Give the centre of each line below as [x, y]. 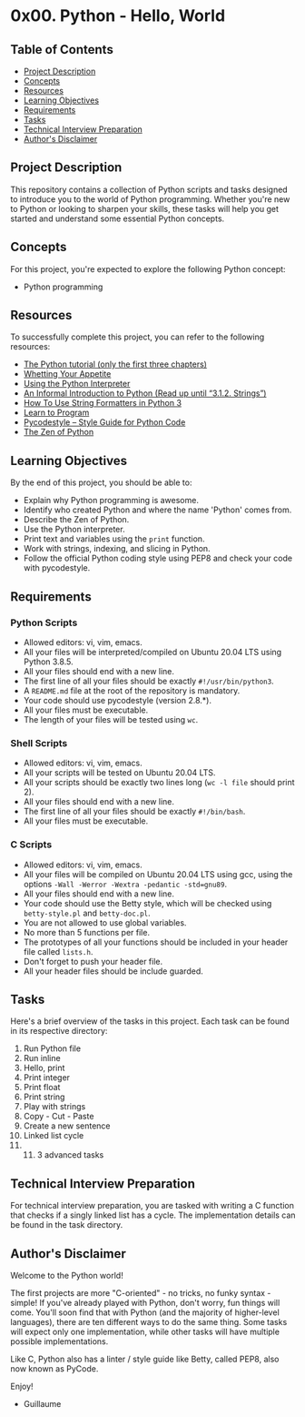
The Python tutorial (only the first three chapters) [115, 364]
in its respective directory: [59, 1031]
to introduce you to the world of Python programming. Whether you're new [150, 199]
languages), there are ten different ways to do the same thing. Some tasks [149, 1321]
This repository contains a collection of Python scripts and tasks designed [149, 189]
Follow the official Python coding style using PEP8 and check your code [158, 558]
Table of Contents [62, 50]
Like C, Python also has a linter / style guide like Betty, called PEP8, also [145, 1359]
